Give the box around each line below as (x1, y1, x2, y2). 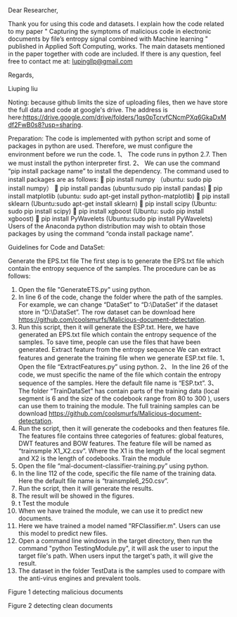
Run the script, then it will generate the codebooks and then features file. (18, 424, 230, 432)
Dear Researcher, (8, 6, 58, 14)
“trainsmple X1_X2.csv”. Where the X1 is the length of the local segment (18, 447, 226, 455)
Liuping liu (8, 85, 38, 92)
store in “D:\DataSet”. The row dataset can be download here (18, 308, 196, 316)
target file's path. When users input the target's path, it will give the (18, 551, 214, 560)
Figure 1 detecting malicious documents (8, 588, 124, 596)
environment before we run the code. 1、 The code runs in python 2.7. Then (8, 150, 227, 158)
